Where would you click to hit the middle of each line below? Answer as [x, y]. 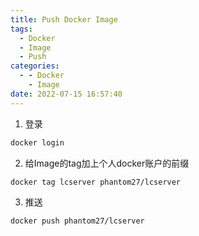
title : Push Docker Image [64, 19]
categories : [35, 66]
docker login [37, 142]
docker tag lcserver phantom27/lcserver [96, 182]
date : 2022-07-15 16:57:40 [66, 94]
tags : [21, 29]
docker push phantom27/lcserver [77, 221]
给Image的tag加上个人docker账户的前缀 [107, 163]
